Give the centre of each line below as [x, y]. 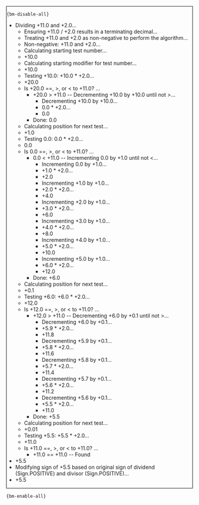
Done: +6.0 [46, 278]
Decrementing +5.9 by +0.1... [77, 341]
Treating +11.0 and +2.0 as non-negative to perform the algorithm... [106, 38]
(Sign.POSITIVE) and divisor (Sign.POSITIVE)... [72, 474]
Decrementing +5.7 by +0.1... [77, 379]
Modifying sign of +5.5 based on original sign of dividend [85, 467]
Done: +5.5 [46, 416]
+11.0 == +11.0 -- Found [62, 454]
